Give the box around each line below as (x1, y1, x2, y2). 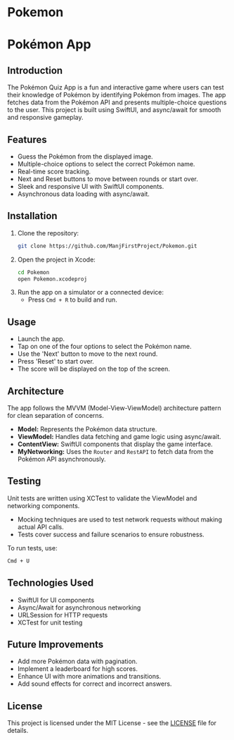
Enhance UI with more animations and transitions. (17, 672, 162, 681)
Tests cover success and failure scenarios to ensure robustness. (17, 530, 205, 538)
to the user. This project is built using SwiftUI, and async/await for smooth (7, 106, 221, 114)
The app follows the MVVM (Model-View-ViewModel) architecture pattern (7, 404, 221, 412)
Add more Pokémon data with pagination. (17, 657, 138, 666)
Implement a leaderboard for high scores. (17, 665, 138, 673)
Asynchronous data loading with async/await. (17, 190, 150, 198)
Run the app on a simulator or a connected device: (17, 288, 164, 297)
